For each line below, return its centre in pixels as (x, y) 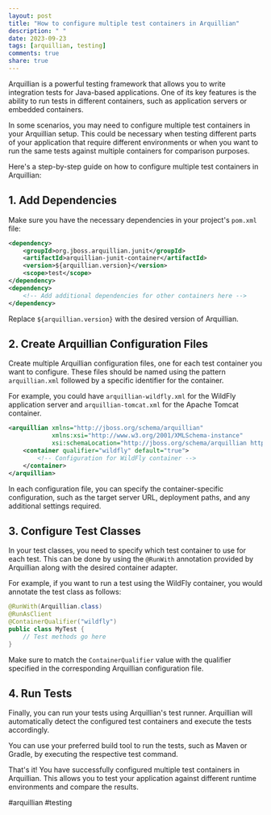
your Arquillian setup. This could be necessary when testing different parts (132, 133)
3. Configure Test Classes (75, 531)
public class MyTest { (46, 629)
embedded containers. (46, 109)
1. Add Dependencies (63, 201)
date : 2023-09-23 (38, 38)
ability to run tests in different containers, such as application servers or (128, 101)
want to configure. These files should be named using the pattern (117, 372)
